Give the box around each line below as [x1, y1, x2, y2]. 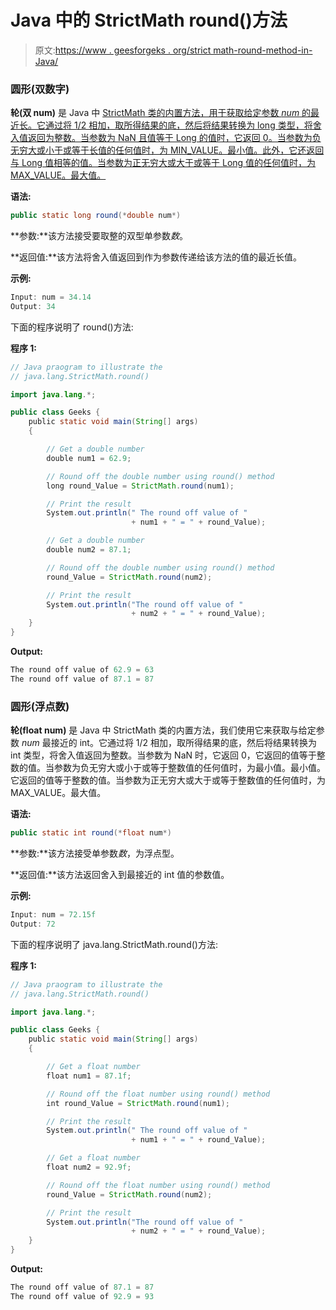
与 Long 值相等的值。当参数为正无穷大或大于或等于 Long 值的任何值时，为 [10, 157, 317, 169]
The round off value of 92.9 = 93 [10, 1291, 155, 1301]
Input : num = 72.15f [10, 910, 97, 920]
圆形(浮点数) [10, 699, 70, 713]
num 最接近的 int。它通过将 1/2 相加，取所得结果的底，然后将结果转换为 [21, 737, 318, 749]
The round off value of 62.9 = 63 [10, 665, 155, 675]
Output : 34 [10, 301, 56, 311]
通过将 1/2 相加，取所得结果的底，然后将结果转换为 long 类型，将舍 [44, 119, 322, 131]
